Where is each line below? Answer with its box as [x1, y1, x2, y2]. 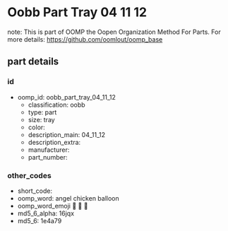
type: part [28, 107, 57, 117]
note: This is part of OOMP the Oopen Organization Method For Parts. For [7, 28, 221, 36]
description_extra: [28, 138, 81, 146]
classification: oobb [28, 100, 86, 109]
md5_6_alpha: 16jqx [17, 209, 75, 218]
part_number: [28, 153, 68, 161]
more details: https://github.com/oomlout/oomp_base [7, 35, 163, 43]
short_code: [17, 186, 53, 195]
